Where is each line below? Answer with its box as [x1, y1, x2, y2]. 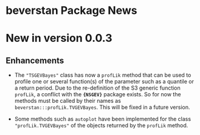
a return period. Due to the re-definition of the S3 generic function [14, 84, 181, 91]
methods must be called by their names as [14, 97, 121, 105]
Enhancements [5, 55, 64, 65]
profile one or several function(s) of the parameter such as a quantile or [14, 78, 195, 85]
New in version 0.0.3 [5, 31, 113, 45]
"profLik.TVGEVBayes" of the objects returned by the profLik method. [14, 122, 188, 129]
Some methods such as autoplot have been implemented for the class [14, 116, 191, 123]
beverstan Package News [5, 4, 137, 18]
